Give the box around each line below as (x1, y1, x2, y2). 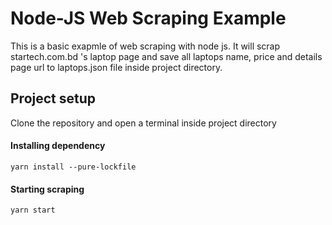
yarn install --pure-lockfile (10, 162, 137, 172)
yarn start (10, 205, 56, 216)
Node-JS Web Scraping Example (10, 7, 287, 30)
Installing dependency (10, 140, 106, 152)
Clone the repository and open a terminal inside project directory (10, 117, 277, 129)
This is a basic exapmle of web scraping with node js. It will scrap (10, 40, 281, 52)
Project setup (10, 90, 97, 107)
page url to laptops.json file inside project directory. (10, 61, 223, 73)
